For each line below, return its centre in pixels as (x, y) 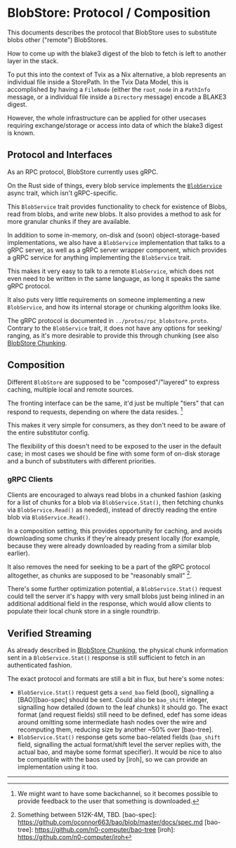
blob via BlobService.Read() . (49, 517)
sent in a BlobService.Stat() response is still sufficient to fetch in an (106, 657)
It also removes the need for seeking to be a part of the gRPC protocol (109, 567)
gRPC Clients (30, 479)
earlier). (19, 553)
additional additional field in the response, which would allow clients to (110, 604)
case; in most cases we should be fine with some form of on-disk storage (114, 453)
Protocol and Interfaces (60, 155)
